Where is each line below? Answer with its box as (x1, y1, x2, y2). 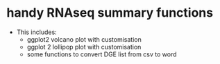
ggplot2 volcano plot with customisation (26, 35, 142, 43)
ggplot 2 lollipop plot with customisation (26, 42, 142, 51)
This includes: (16, 28, 57, 36)
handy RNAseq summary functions (6, 5, 213, 21)
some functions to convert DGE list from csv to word (26, 50, 178, 58)
